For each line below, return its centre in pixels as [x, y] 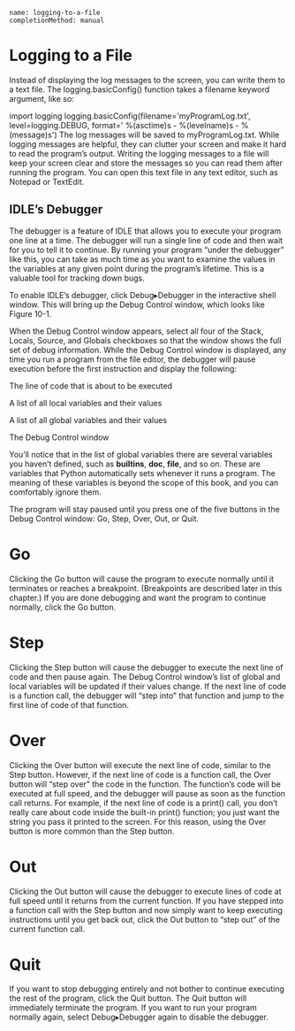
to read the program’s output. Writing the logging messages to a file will [139, 153]
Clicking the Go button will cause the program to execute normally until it [141, 579]
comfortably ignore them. [55, 492]
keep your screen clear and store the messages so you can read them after [146, 163]
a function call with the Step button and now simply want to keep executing [146, 910]
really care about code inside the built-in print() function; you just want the [144, 812]
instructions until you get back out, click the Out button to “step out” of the [145, 919]
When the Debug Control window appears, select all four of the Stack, [136, 331]
